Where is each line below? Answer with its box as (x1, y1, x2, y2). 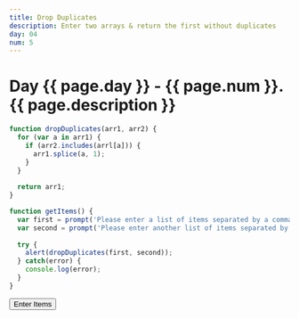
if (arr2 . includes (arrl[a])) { (25, 141, 141, 150)
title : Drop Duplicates (9, 12, 98, 22)
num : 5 (9, 37, 34, 47)
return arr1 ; (17, 183, 66, 192)
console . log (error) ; (25, 265, 101, 274)
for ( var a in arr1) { (17, 133, 101, 143)
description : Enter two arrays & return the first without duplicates (9, 21, 277, 30)
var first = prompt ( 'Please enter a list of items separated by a (17, 215, 269, 224)
